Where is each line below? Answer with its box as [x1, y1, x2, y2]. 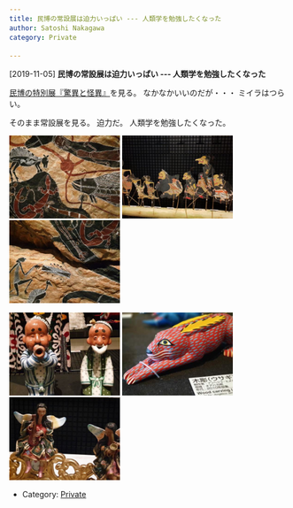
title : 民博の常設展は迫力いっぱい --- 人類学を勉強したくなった [9, 14, 222, 23]
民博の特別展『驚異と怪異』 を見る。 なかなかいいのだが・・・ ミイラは [9, 88, 270, 98]
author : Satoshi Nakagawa [9, 23, 104, 33]
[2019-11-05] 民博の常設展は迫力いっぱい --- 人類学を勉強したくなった [9, 69, 266, 80]
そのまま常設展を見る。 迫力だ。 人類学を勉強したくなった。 [9, 118, 231, 128]
